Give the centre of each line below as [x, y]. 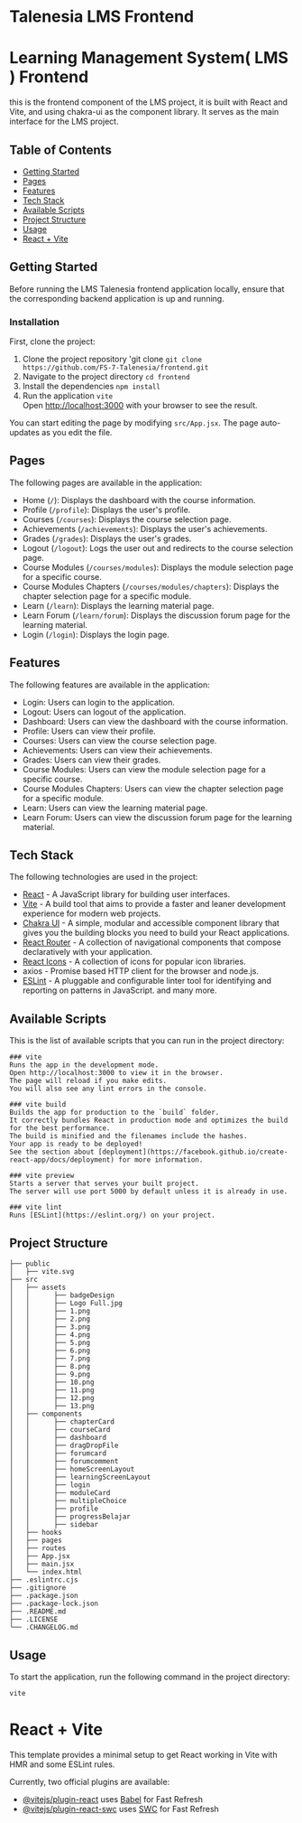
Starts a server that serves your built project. [105, 1184]
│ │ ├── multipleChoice [68, 1501]
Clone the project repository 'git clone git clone [112, 360]
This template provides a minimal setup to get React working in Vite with [143, 1754]
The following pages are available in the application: [106, 482]
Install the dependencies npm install [91, 387]
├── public [30, 1264]
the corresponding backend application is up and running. [117, 298]
